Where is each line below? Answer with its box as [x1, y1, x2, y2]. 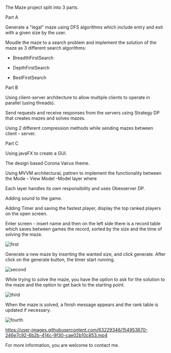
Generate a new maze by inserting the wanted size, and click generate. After [5, 251, 166, 257]
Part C [5, 140, 19, 146]
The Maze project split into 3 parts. [5, 5, 79, 10]
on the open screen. [5, 210, 47, 217]
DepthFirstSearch [12, 65, 50, 70]
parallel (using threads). [5, 100, 55, 106]
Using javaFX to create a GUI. [5, 150, 67, 156]
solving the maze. [5, 231, 43, 237]
